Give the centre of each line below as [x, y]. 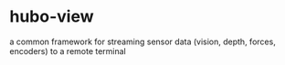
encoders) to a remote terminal [68, 51]
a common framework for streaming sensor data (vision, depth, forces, [142, 42]
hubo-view [52, 17]
